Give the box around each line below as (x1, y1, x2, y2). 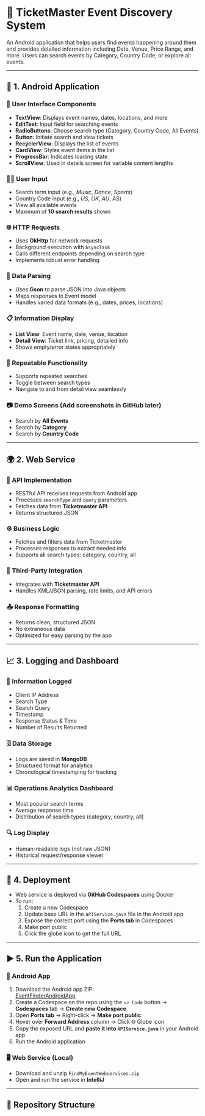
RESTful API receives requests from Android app (15, 490, 138, 497)
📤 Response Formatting (6, 602, 79, 611)
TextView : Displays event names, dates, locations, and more (15, 114, 168, 121)
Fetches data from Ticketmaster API (15, 503, 108, 510)
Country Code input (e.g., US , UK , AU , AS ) (15, 195, 122, 202)
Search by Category (15, 424, 67, 431)
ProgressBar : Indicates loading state (15, 153, 108, 160)
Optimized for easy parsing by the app (15, 632, 112, 639)
